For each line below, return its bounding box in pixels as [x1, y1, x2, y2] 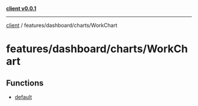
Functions [6, 78, 44, 88]
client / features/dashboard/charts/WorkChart [6, 22, 118, 29]
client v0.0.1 [6, 5, 37, 12]
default [14, 94, 32, 100]
